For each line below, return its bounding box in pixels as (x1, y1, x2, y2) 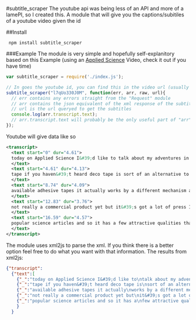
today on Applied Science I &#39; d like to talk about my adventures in (11, 155, 190, 161)
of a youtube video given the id (6, 18, 81, 24)
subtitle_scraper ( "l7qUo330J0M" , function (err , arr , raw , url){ (6, 90, 166, 96)
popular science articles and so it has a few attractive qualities (11, 220, 181, 227)
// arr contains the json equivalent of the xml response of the (11, 100, 174, 107)
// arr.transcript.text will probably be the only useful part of (11, 117, 176, 123)
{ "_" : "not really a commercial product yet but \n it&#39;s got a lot (16, 293, 187, 298)
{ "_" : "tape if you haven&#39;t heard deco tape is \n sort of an (16, 281, 174, 288)
